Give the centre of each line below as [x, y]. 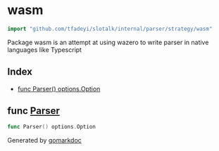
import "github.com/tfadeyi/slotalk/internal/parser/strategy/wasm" [110, 29]
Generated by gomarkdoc [45, 140]
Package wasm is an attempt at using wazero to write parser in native [108, 42]
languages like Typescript [45, 50]
